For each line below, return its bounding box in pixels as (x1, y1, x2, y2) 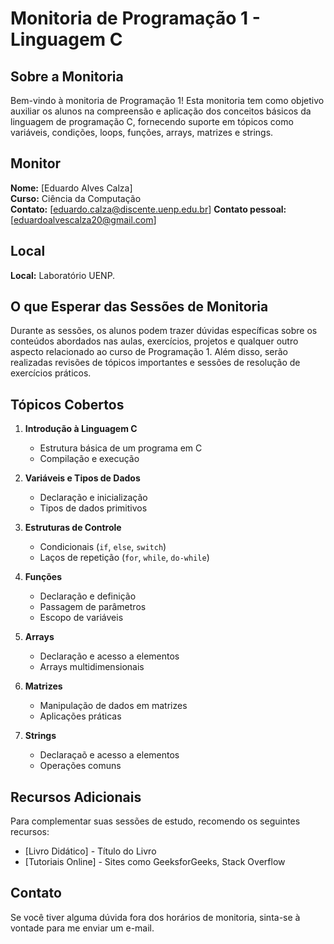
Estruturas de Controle (24, 522, 122, 534)
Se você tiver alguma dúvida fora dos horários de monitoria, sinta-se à (10, 911, 301, 923)
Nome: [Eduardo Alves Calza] (10, 182, 133, 194)
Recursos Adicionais (10, 788, 142, 806)
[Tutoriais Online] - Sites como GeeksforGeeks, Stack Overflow (24, 856, 286, 868)
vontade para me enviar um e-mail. (10, 922, 155, 934)
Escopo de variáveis (39, 612, 124, 624)
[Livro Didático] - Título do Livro (24, 845, 157, 857)
